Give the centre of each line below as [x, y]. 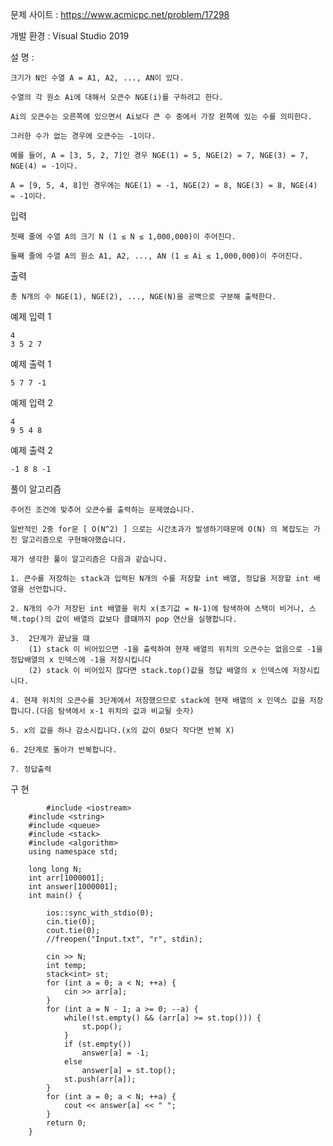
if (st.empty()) [97, 1044]
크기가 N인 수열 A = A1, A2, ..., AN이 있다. [97, 78]
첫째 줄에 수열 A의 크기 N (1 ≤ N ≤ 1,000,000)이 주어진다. [123, 237]
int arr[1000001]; [66, 878]
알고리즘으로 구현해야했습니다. [74, 540]
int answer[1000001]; [73, 887]
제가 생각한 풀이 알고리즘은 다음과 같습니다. [89, 559]
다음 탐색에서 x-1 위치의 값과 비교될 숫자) [117, 711]
